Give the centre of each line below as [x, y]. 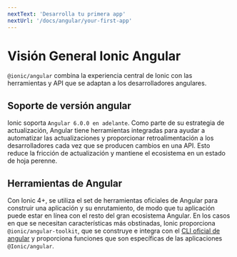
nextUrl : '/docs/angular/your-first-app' [70, 21]
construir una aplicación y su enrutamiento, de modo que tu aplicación [111, 208]
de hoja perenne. [32, 161]
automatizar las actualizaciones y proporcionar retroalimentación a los [111, 138]
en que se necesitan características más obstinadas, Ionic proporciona [111, 223]
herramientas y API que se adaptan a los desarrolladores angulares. [107, 84]
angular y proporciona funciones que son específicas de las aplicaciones [115, 238]
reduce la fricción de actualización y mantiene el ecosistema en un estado [117, 153]
